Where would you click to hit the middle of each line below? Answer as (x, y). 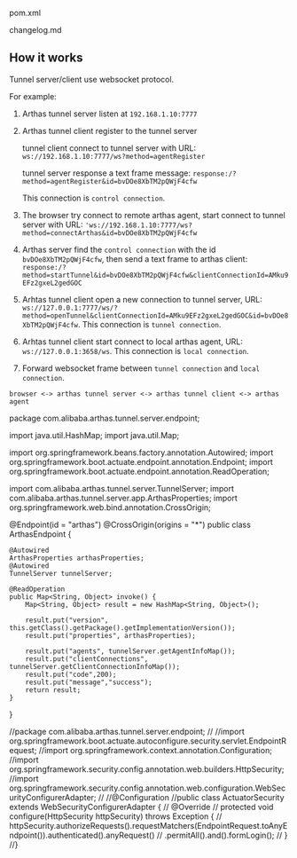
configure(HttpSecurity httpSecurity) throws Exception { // (116, 816)
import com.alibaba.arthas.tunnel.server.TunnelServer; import (122, 488)
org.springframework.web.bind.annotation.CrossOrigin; (110, 507)
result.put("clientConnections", (87, 659)
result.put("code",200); (71, 674)
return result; (53, 690)
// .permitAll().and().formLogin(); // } (222, 835)
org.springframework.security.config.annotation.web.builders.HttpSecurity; (147, 769)
